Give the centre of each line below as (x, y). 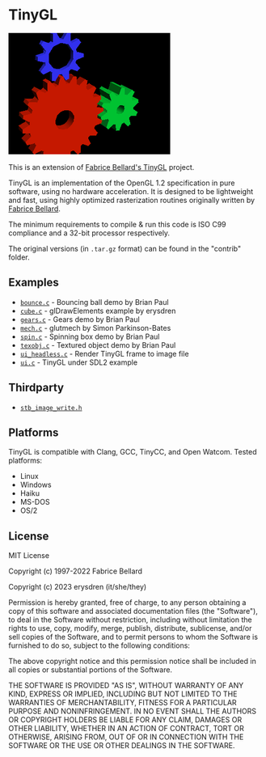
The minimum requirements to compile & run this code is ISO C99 (117, 224)
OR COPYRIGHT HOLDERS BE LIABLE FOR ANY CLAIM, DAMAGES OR (125, 720)
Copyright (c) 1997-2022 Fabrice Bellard (76, 571)
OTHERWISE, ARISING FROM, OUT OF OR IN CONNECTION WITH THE (126, 737)
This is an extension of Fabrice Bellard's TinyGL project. (101, 167)
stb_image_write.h (51, 408)
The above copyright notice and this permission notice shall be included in (132, 662)
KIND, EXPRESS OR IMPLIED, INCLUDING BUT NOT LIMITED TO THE (123, 694)
